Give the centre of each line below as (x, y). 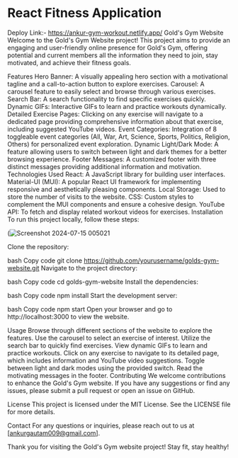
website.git (23, 268)
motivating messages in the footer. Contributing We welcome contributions (117, 375)
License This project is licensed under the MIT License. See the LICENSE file (119, 404)
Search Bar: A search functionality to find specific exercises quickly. (107, 99)
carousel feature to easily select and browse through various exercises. (112, 91)
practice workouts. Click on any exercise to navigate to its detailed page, (113, 353)
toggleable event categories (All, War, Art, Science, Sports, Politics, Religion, (119, 137)
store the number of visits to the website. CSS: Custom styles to (101, 197)
